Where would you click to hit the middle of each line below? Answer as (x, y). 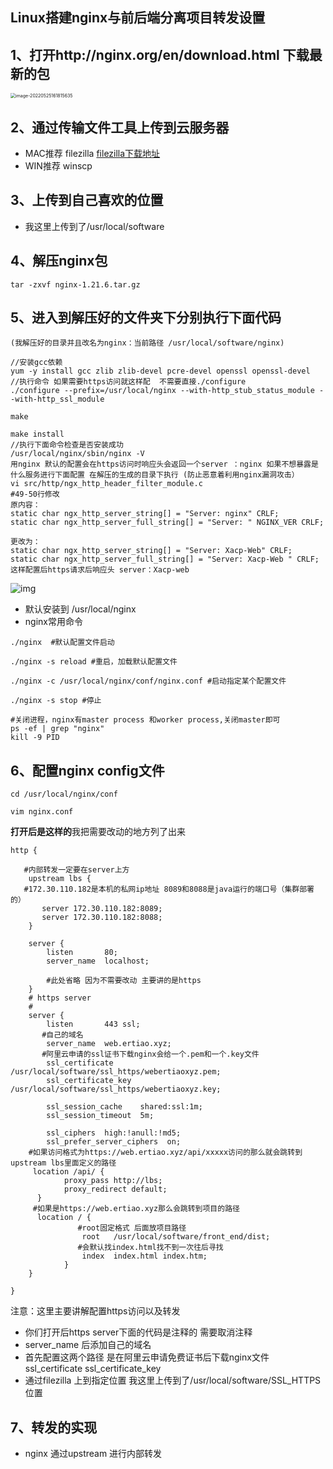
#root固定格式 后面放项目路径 (132, 1228)
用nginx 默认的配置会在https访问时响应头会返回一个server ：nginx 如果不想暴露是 (164, 464)
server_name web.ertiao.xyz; (109, 1044)
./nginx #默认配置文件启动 (62, 643)
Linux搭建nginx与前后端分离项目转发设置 (138, 18)
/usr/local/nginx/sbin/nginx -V (77, 454)
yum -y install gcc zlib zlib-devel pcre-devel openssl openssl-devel (160, 371)
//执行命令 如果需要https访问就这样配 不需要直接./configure (128, 382)
